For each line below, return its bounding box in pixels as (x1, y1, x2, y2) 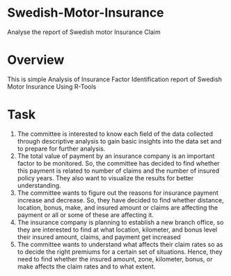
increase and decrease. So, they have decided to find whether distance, (17, 196, 224, 204)
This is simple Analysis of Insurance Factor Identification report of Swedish (7, 75, 223, 83)
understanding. (17, 181, 61, 189)
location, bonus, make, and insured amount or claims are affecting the (17, 203, 218, 212)
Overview (7, 52, 65, 68)
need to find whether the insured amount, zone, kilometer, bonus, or (17, 255, 213, 263)
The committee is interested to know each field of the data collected (17, 130, 214, 138)
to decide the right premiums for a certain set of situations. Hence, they (17, 248, 223, 256)
